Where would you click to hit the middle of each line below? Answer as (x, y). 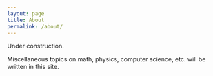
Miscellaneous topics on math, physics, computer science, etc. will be (106, 59)
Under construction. (35, 46)
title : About (26, 20)
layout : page (26, 13)
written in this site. (33, 67)
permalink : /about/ (35, 26)
